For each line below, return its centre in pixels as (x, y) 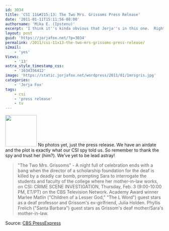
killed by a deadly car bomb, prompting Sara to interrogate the (82, 176)
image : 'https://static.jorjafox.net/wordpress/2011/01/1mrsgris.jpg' (81, 75)
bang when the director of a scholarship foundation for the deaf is (86, 171)
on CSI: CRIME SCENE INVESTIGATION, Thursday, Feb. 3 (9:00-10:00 (90, 187)
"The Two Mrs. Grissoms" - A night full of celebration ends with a (85, 165)
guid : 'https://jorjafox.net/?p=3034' (46, 38)
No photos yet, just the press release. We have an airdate (97, 145)
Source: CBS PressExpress (33, 223)
